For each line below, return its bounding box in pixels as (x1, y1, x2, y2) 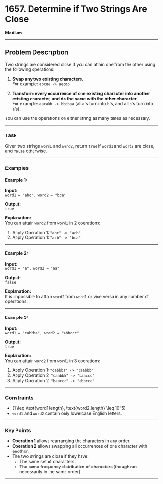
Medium (5, 30, 22, 35)
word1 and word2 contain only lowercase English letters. (12, 410, 122, 416)
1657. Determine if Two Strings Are (5, 3, 147, 15)
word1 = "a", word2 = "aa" (5, 266, 60, 271)
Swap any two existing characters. (12, 76, 84, 82)
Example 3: (5, 314, 28, 320)
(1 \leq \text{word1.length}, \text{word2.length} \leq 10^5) (12, 405, 126, 411)
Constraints (5, 394, 34, 401)
